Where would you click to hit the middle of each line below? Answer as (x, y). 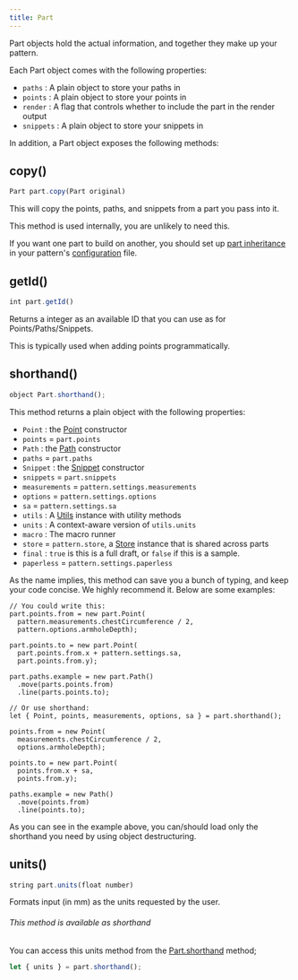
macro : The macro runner (69, 533)
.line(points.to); (52, 810)
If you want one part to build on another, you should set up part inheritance (148, 244)
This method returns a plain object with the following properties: (128, 412)
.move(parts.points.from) (66, 684)
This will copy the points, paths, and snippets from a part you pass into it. (145, 209)
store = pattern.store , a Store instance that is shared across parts (145, 543)
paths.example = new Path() (62, 794)
